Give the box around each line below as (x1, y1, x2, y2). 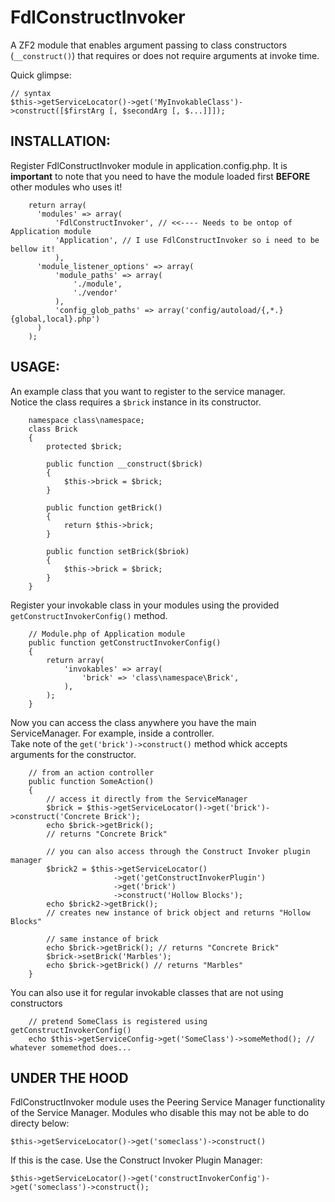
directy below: (10, 1117, 70, 1130)
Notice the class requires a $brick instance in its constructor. (10, 396, 262, 408)
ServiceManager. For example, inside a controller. (10, 727, 215, 739)
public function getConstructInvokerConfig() (28, 637, 222, 648)
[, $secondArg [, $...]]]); (108, 106, 226, 116)
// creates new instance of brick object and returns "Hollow (46, 907, 311, 918)
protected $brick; (46, 441, 123, 451)
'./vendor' (73, 287, 118, 298)
